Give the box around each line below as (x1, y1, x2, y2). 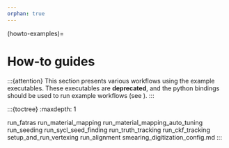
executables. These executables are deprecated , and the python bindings (7, 84, 220, 92)
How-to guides (7, 54, 95, 69)
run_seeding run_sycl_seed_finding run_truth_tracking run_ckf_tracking (7, 126, 210, 134)
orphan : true (7, 10, 45, 17)
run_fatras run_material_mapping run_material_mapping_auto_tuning (7, 118, 203, 126)
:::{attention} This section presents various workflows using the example (7, 76, 215, 85)
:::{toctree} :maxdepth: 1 (7, 105, 77, 113)
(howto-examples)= (7, 29, 64, 38)
